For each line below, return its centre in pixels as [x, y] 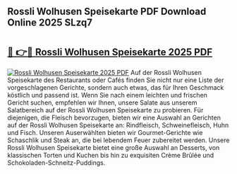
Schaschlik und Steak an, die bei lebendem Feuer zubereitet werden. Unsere [119, 140]
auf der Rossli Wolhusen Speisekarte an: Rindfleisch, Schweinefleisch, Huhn [118, 125]
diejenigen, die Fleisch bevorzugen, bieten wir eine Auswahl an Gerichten [114, 117]
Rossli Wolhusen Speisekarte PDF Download [107, 12]
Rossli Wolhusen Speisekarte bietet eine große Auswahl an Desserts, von [114, 147]
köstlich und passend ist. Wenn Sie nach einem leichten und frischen [108, 95]
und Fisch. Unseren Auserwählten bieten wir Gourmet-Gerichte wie [105, 133]
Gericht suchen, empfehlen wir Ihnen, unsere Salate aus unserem [102, 103]
